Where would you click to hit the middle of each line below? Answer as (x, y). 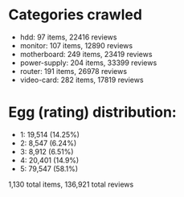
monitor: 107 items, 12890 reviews (76, 45)
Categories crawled (76, 15)
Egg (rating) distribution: (92, 112)
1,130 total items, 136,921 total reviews (71, 184)
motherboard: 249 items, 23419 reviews (86, 54)
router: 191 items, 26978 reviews (73, 71)
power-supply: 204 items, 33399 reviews (88, 63)
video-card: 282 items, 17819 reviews (82, 80)
